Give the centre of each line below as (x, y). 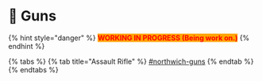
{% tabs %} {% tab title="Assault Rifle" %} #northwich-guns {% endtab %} (131, 61)
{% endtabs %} (33, 69)
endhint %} (27, 46)
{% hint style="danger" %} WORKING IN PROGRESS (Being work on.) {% (129, 38)
